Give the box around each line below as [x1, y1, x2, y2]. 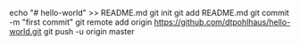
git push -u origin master [43, 26, 135, 36]
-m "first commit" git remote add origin [9, 17, 153, 27]
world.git [9, 26, 42, 36]
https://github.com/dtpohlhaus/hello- [154, 17, 291, 27]
